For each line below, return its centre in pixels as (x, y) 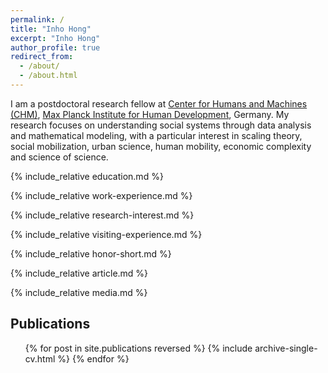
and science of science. (59, 157)
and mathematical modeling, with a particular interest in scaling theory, (156, 135)
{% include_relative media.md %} (79, 292)
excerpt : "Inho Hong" (55, 38)
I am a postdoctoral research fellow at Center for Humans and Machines (159, 103)
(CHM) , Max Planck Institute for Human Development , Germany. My (150, 114)
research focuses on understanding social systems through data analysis (161, 125)
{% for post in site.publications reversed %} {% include (138, 348)
